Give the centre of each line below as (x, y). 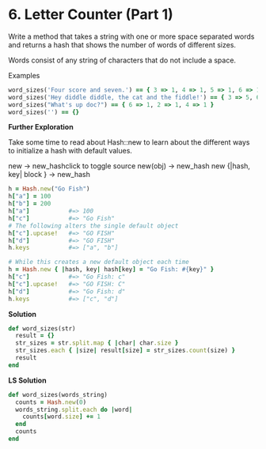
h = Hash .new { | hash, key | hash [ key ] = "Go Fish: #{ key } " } (111, 270)
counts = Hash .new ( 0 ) (51, 402)
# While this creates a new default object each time (99, 262)
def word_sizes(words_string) (58, 394)
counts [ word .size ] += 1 (62, 417)
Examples (24, 75)
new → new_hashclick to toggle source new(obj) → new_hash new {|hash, (129, 166)
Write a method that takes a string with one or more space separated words (131, 36)
